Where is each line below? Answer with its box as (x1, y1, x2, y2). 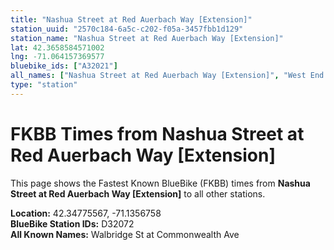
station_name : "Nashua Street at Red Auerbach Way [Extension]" (10, 33, 284, 43)
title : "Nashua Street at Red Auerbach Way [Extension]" (10, 14, 253, 25)
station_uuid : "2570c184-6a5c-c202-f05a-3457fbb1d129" (10, 24, 244, 34)
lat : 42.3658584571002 (10, 42, 105, 53)
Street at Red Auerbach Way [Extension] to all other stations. (10, 187, 266, 200)
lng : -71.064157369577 (10, 52, 105, 62)
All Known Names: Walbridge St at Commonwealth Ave (10, 228, 240, 240)
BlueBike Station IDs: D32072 (10, 217, 135, 230)
